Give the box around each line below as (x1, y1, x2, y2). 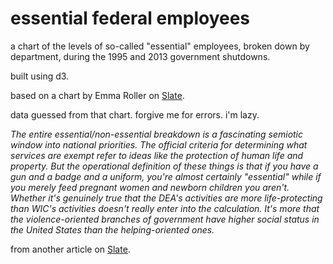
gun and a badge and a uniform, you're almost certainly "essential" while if (10, 170, 322, 182)
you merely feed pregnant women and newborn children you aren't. (10, 181, 290, 193)
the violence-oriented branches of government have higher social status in (10, 213, 320, 225)
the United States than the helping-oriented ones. (10, 223, 215, 236)
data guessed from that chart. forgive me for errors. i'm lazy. (10, 108, 260, 121)
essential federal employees (10, 7, 251, 30)
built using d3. (10, 70, 70, 82)
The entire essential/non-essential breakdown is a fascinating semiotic (10, 128, 304, 140)
